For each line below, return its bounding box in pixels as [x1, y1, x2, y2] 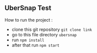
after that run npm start [11, 42, 60, 48]
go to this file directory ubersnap [11, 31, 77, 37]
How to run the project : [4, 17, 53, 23]
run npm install [11, 37, 45, 43]
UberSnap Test [4, 4, 52, 12]
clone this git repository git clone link [11, 26, 92, 32]
